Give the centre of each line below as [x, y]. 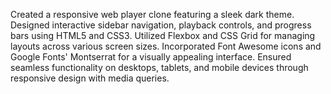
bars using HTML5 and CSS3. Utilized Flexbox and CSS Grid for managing [163, 35]
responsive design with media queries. [90, 78]
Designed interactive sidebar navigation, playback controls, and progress [161, 25]
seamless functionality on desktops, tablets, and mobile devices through [159, 67]
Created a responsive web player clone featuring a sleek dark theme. [152, 14]
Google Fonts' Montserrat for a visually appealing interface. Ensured [151, 57]
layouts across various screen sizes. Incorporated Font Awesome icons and [166, 46]
